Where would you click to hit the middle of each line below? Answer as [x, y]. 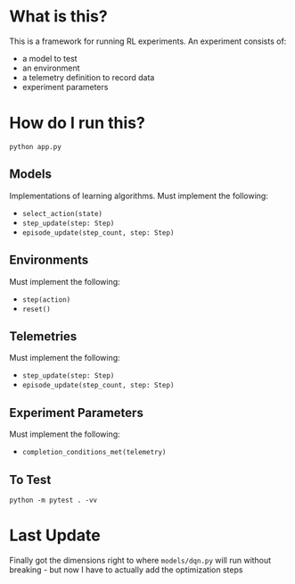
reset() [36, 309]
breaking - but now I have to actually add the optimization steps [126, 570]
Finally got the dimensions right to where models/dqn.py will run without [140, 560]
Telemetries [43, 336]
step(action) [46, 300]
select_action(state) [62, 213]
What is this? [59, 17]
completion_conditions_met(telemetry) [94, 453]
